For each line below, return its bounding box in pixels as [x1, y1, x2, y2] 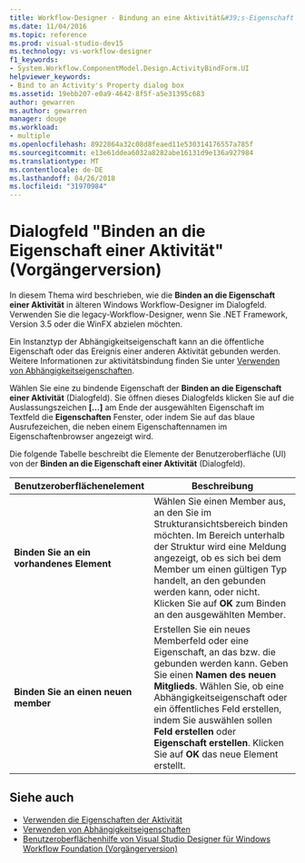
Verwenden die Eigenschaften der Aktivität [22, 814, 183, 825]
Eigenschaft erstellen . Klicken [153, 737, 284, 750]
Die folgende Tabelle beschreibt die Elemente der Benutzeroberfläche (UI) [9, 448, 287, 459]
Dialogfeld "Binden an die [9, 221, 206, 241]
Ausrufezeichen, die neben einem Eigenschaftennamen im [9, 421, 228, 432]
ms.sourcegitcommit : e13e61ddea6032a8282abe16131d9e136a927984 [9, 148, 254, 157]
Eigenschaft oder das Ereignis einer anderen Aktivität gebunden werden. [9, 346, 281, 357]
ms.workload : [9, 123, 59, 132]
